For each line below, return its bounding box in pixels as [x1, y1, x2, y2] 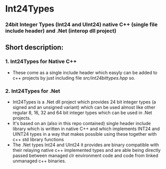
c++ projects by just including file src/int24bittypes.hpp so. [12, 75, 136, 81]
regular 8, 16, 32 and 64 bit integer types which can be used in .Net [12, 109, 152, 116]
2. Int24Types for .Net [5, 87, 60, 94]
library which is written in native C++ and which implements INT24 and [12, 126, 160, 132]
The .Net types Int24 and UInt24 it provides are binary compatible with [12, 142, 159, 148]
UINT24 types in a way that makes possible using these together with [12, 131, 157, 137]
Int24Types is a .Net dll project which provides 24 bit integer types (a [12, 99, 156, 105]
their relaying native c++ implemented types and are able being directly [12, 147, 161, 153]
